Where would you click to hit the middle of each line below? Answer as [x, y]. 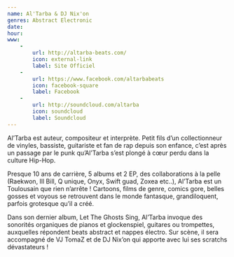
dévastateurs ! [28, 246]
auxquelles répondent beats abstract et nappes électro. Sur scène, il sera [113, 232]
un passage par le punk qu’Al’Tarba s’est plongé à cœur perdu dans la [108, 153]
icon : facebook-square [66, 85]
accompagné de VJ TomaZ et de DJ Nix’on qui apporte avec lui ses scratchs [117, 239]
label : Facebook [56, 92]
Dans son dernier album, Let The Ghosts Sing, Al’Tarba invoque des [105, 217]
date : [15, 27]
